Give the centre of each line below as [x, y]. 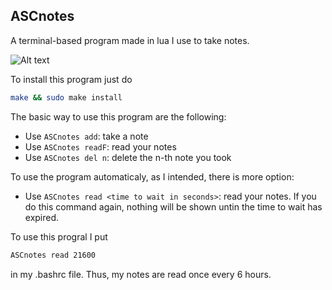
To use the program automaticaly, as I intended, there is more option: [152, 176]
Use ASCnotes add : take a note [86, 136]
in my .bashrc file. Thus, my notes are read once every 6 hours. [141, 274]
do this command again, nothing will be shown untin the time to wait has [173, 206]
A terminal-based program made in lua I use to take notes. [130, 40]
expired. [42, 217]
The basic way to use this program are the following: [118, 116]
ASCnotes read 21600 [53, 255]
